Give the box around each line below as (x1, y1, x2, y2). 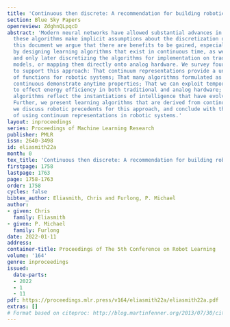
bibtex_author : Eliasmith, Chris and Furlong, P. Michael (7, 195, 176, 202)
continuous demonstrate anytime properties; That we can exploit (13, 80, 204, 87)
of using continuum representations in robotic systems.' (13, 112, 183, 119)
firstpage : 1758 (7, 162, 53, 170)
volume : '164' (7, 252, 48, 259)
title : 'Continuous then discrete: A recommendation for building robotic (7, 10, 225, 17)
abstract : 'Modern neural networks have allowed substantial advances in (7, 29, 222, 36)
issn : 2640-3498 (7, 138, 53, 145)
